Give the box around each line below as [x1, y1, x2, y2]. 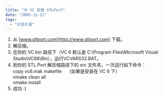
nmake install [12, 80, 41, 86]
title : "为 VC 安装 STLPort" [5, 7, 66, 13]
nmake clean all [12, 74, 46, 80]
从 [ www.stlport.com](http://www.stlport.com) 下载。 [12, 36, 126, 42]
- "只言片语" [10, 21, 35, 27]
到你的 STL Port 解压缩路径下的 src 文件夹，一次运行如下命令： [12, 62, 147, 68]
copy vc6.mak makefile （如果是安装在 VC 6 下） [12, 68, 120, 75]
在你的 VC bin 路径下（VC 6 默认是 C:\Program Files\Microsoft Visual [12, 49, 158, 55]
